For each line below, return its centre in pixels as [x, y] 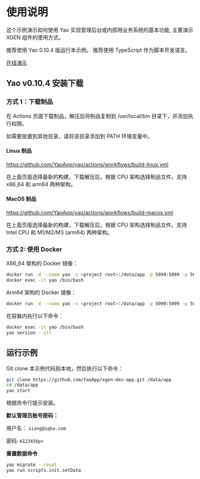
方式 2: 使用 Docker [34, 249]
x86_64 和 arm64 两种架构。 [41, 184]
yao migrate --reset [32, 465]
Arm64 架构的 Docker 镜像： [41, 292]
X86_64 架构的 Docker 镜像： [42, 264]
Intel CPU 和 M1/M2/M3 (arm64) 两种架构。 [60, 233]
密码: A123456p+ [25, 441]
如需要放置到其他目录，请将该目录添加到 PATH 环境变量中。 [79, 136]
